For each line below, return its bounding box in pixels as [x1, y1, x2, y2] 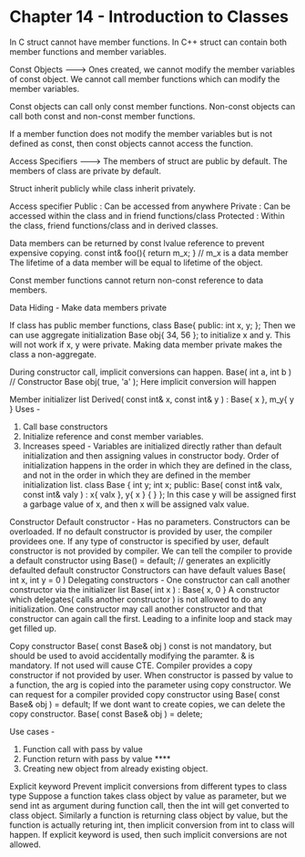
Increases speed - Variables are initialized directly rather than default [22, 440, 282, 451]
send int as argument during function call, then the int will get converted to [9, 800, 290, 811]
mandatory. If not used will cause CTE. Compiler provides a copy [9, 659, 253, 671]
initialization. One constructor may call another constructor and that [9, 604, 263, 614]
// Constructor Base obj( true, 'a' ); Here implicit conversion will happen [9, 376, 277, 387]
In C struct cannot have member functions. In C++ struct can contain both [9, 36, 288, 47]
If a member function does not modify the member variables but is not [9, 128, 273, 139]
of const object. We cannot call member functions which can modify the [9, 73, 280, 84]
